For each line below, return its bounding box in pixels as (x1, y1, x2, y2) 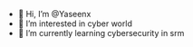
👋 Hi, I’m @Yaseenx (17, 9, 92, 19)
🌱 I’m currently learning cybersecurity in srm (17, 28, 185, 38)
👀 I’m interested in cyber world (17, 18, 133, 29)
